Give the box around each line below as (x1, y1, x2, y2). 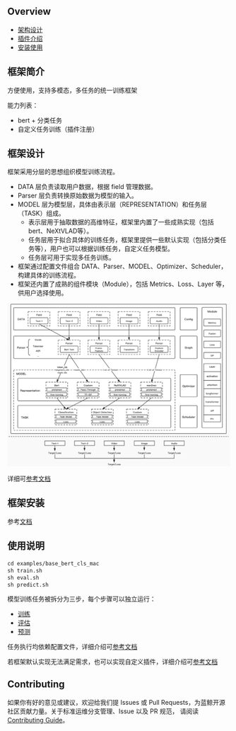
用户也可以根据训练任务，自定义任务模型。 (49, 244, 175, 253)
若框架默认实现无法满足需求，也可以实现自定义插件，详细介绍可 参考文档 (7, 657, 218, 666)
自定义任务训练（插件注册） (17, 125, 99, 133)
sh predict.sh (7, 581, 49, 588)
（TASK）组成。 (17, 209, 65, 218)
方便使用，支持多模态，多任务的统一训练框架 (7, 86, 138, 94)
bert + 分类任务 (17, 116, 62, 125)
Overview (7, 6, 52, 18)
